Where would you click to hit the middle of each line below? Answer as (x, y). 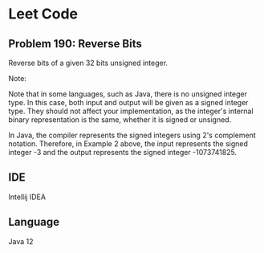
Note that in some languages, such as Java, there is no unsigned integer (128, 94)
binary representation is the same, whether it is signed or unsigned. (120, 120)
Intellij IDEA (27, 197)
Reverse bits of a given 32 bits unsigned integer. (88, 63)
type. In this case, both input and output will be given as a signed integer (128, 102)
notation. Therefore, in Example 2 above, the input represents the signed (128, 144)
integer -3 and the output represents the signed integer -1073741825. (123, 152)
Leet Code (43, 14)
